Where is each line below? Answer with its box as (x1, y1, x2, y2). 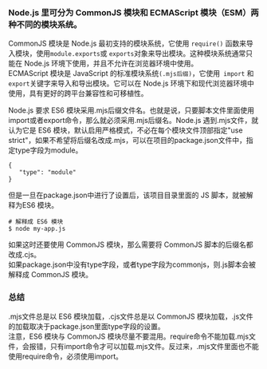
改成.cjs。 (8, 250, 41, 260)
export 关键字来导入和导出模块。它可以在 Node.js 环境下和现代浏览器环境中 (8, 78, 255, 89)
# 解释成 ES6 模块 (8, 218, 64, 226)
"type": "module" (18, 169, 77, 177)
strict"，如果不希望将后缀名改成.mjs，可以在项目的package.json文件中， (8, 136, 247, 145)
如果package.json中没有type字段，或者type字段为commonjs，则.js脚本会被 (8, 260, 257, 269)
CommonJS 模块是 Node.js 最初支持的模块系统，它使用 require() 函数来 (8, 38, 247, 49)
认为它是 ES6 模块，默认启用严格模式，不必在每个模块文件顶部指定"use (8, 125, 243, 135)
